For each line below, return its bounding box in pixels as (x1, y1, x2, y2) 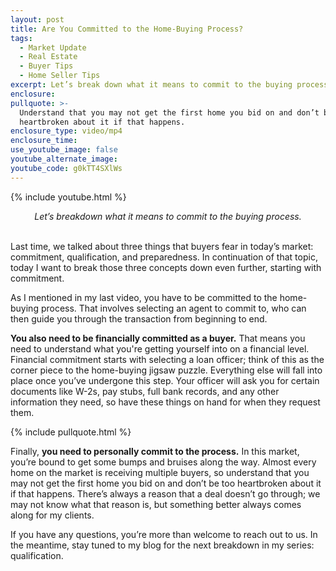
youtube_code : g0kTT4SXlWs (10, 163, 123, 173)
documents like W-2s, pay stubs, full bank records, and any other (10, 385, 280, 397)
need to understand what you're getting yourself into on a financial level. (10, 342, 310, 355)
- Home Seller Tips (19, 71, 101, 81)
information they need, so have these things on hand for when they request (10, 396, 321, 408)
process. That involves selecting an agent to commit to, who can (40, 302, 307, 314)
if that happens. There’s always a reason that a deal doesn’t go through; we (10, 487, 321, 500)
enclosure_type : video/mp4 (10, 126, 123, 136)
